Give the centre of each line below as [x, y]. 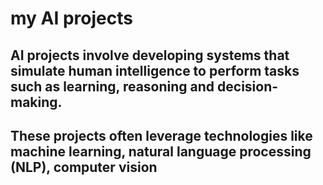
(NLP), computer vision [84, 167]
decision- [248, 86]
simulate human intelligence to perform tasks [155, 70]
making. [36, 102]
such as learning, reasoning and [112, 86]
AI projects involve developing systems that [150, 55]
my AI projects [71, 18]
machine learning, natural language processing [161, 151]
